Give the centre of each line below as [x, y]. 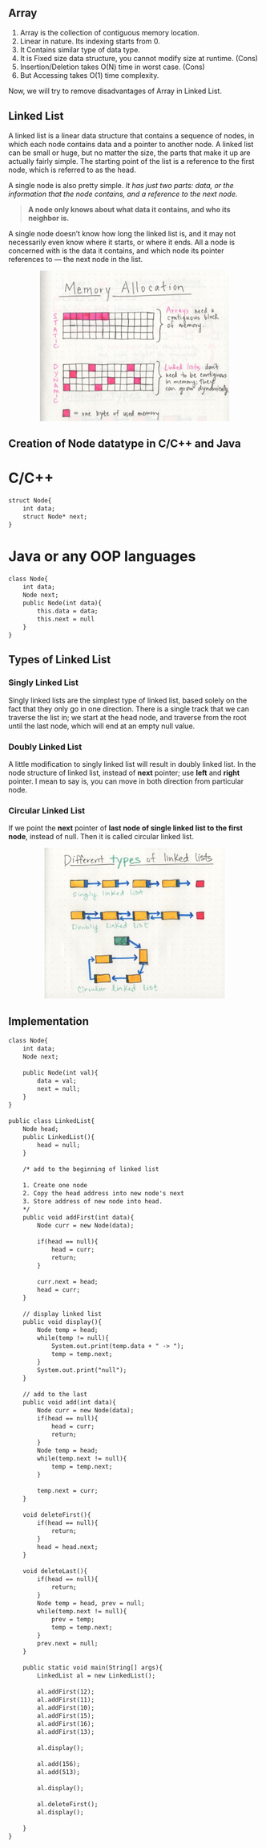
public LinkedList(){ [58, 1137]
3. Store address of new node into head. [93, 1201]
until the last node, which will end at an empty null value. [102, 726]
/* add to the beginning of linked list [91, 1169]
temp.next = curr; [68, 1490]
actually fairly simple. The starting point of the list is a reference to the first [131, 161]
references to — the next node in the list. [75, 259]
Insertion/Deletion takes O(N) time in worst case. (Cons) [113, 67]
